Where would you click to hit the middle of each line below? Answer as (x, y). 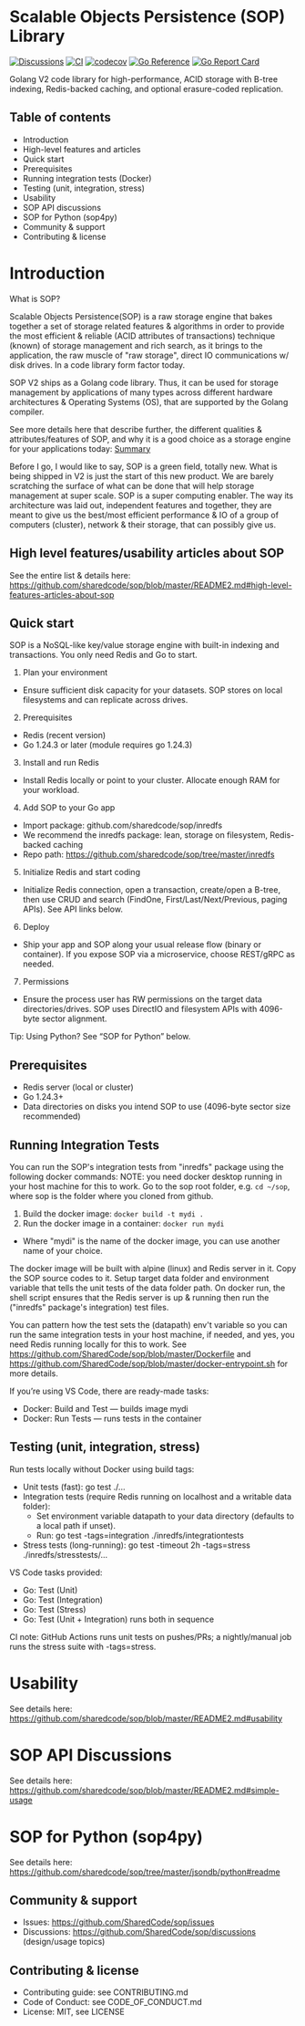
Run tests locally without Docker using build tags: (102, 1469)
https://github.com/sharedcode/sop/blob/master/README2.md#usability (146, 1718)
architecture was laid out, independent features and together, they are (141, 505)
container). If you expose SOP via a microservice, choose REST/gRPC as (159, 955)
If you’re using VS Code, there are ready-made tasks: (109, 1391)
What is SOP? (35, 298)
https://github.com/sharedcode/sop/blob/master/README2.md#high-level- (151, 585)
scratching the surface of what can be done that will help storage (132, 486)
